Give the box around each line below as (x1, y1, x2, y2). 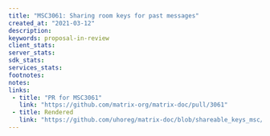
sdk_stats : (8, 57, 45, 65)
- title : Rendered (11, 109, 74, 117)
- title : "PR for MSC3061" (11, 94, 103, 102)
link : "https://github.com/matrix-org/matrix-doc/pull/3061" (18, 101, 228, 109)
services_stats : (8, 64, 63, 72)
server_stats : (8, 49, 56, 57)
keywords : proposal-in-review (8, 34, 110, 42)
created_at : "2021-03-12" (8, 19, 95, 27)
